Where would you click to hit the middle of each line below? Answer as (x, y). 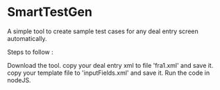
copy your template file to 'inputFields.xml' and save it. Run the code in (109, 73)
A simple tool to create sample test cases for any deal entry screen (103, 31)
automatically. (27, 38)
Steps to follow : (30, 52)
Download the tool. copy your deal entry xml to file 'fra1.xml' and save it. (110, 65)
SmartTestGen (50, 12)
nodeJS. (19, 80)
